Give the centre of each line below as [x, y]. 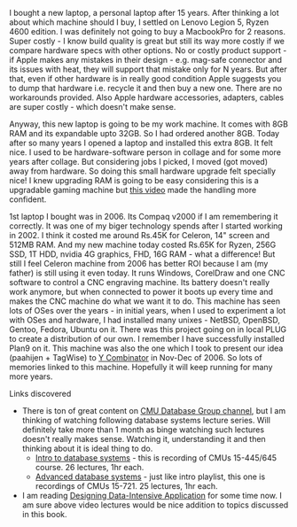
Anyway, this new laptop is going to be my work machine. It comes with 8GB [148, 124]
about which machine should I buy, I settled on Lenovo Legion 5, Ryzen [139, 22]
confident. [28, 199]
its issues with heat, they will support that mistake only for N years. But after [148, 69]
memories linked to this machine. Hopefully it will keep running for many [141, 367]
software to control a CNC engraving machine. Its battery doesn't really [140, 282]
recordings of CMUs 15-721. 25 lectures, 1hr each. [127, 486]
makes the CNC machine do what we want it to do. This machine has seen [145, 301]
